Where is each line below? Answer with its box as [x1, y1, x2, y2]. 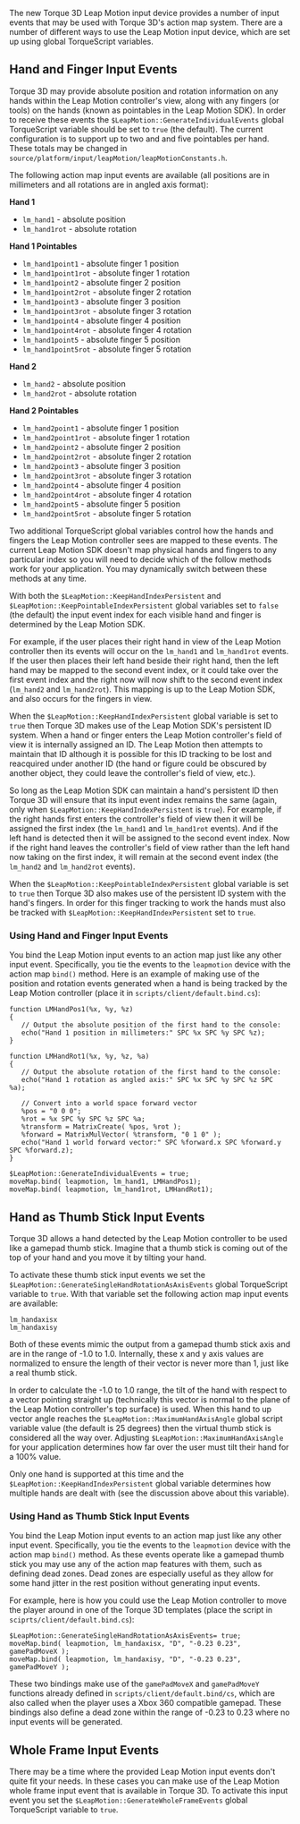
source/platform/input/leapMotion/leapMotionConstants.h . [9, 152, 228, 163]
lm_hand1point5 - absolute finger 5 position [21, 334, 181, 345]
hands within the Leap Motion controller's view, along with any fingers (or [9, 95, 279, 106]
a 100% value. [9, 1451, 62, 1462]
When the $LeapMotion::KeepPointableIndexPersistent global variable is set [9, 878, 289, 889]
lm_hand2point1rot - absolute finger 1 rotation [21, 431, 190, 442]
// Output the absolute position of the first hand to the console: [21, 1020, 281, 1030]
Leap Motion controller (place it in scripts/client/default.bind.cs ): [9, 988, 261, 999]
